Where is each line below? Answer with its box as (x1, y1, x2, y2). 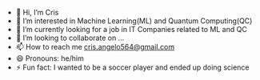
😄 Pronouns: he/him (15, 54, 84, 63)
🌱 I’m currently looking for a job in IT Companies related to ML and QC (15, 25, 248, 34)
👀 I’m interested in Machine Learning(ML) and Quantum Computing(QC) (15, 16, 253, 26)
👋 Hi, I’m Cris (15, 8, 59, 17)
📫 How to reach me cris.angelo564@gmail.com (15, 42, 174, 51)
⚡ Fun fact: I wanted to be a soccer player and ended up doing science (15, 62, 250, 72)
